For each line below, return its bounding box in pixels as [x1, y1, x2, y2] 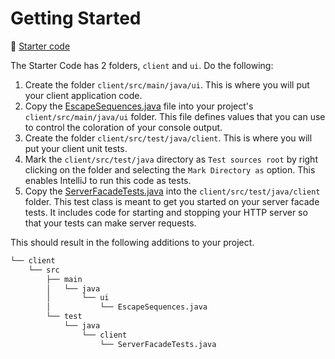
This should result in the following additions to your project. [10, 236, 255, 248]
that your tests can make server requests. [24, 217, 197, 229]
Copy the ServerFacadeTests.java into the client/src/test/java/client [24, 185, 321, 197]
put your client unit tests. [24, 142, 128, 154]
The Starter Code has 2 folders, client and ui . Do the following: [10, 59, 274, 71]
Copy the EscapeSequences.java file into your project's [24, 100, 254, 112]
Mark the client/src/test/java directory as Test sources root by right [24, 153, 318, 165]
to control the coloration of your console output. [24, 121, 223, 133]
